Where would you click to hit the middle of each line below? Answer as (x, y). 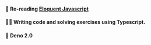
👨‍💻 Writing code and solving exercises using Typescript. (75, 22)
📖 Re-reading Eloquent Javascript (47, 9)
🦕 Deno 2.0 (19, 35)
